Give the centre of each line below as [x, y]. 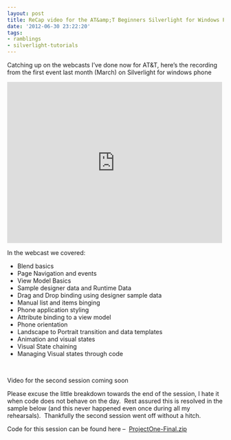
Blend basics [35, 266]
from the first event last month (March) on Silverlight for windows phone [109, 72]
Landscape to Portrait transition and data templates [90, 332]
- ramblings [24, 39]
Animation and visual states [56, 339]
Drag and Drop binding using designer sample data [89, 295]
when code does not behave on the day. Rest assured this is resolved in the [115, 401]
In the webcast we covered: [46, 253]
